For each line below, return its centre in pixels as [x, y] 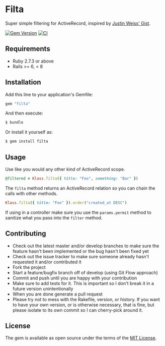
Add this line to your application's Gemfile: [49, 94]
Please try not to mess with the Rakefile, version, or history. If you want [86, 299]
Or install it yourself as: [29, 132]
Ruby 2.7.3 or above [33, 61]
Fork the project [29, 267]
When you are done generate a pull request [58, 294]
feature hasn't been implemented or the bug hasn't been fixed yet [81, 251]
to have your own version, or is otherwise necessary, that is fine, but [83, 305]
